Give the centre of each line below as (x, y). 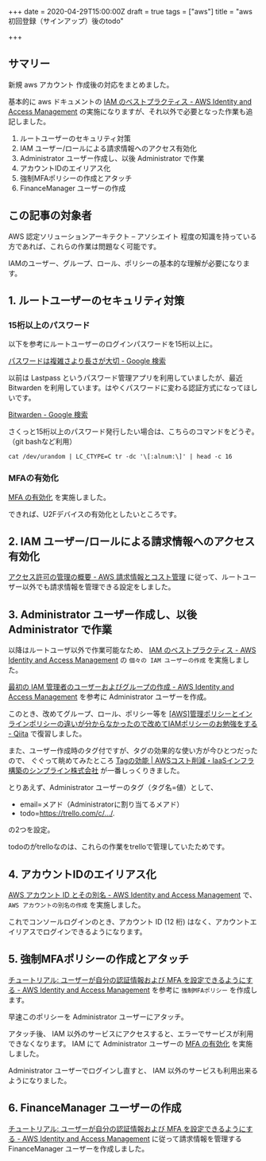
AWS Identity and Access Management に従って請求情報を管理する (132, 1139)
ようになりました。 (40, 1080)
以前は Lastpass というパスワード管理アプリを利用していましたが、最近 (126, 378)
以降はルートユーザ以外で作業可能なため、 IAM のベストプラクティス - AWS (132, 650)
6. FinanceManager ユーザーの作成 (95, 1108)
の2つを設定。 (31, 830)
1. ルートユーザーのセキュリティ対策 (96, 301)
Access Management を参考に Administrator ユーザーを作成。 (110, 697)
